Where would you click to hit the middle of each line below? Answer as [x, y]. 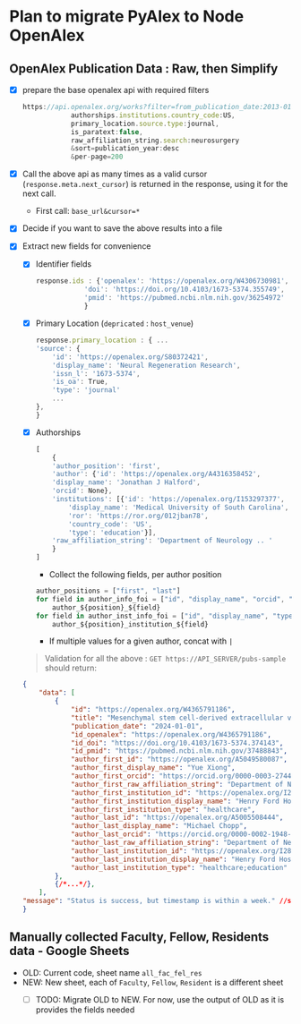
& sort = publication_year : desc [125, 149]
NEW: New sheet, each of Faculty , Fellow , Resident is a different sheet [153, 982]
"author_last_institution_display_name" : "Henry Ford [173, 859]
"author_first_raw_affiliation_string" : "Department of [177, 784]
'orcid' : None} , [82, 491]
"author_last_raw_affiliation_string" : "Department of [175, 843]
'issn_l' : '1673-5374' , [96, 373]
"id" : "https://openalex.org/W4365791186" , [153, 710]
